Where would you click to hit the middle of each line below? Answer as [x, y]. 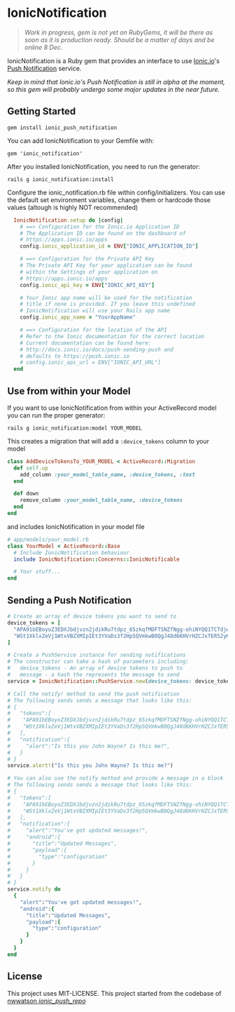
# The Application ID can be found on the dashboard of [103, 233]
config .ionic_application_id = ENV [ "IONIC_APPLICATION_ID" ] [109, 246]
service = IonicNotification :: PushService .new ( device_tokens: [100, 681]
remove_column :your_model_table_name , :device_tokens [101, 500]
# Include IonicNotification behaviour [72, 552]
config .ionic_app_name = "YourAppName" [78, 317]
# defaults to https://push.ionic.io [75, 356]
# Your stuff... [37, 572]
